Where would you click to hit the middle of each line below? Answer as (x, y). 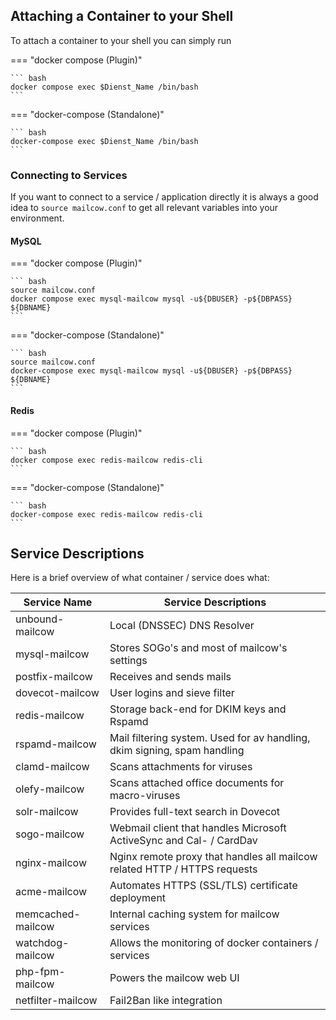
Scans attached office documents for (197, 783)
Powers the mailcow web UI (174, 978)
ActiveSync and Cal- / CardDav (183, 841)
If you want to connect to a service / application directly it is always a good (164, 197)
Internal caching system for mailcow (194, 914)
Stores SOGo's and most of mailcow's (198, 648)
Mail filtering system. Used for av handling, (210, 738)
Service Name (58, 602)
